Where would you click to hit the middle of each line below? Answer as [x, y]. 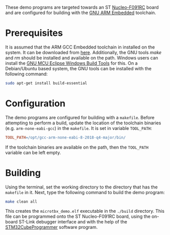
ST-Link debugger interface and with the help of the [73, 222]
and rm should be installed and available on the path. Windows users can [82, 58]
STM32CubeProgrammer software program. [52, 227]
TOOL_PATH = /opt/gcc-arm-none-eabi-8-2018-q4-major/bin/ [65, 137]
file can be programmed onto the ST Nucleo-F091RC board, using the [78, 216]
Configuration [36, 104]
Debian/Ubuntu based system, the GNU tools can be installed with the [78, 68]
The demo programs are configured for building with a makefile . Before [80, 117]
